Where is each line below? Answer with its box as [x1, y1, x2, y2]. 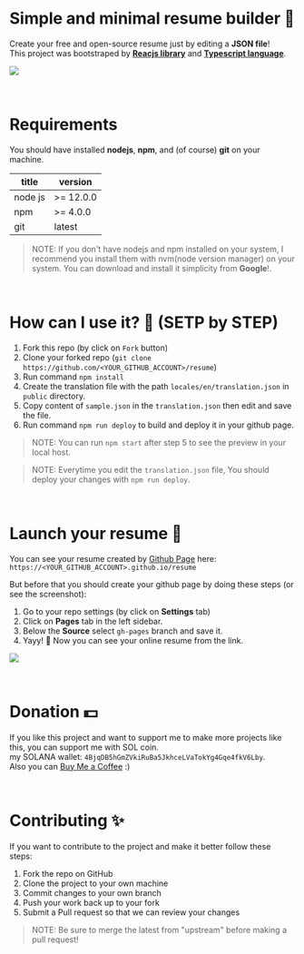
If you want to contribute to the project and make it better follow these [9, 841, 271, 851]
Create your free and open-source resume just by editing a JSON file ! [9, 38, 270, 49]
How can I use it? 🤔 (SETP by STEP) [9, 312, 279, 333]
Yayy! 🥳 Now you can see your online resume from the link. [22, 634, 244, 645]
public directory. [22, 390, 86, 401]
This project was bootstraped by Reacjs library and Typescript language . [9, 47, 287, 58]
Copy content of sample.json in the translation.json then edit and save [22, 399, 292, 411]
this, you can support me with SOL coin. [9, 742, 159, 752]
